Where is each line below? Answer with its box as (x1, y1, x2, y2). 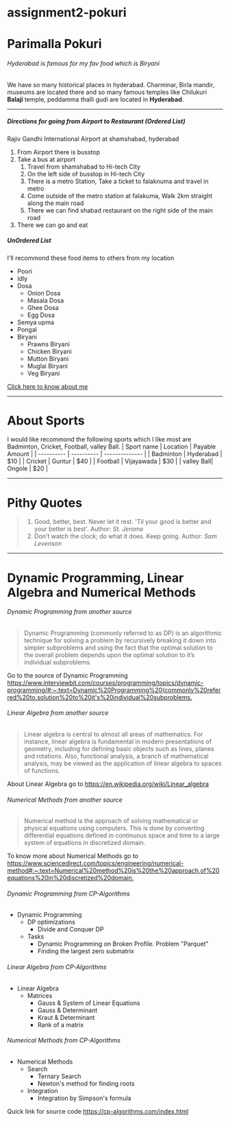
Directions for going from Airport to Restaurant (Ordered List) (7, 117, 186, 126)
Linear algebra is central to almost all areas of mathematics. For (23, 730, 203, 738)
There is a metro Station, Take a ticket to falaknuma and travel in (27, 177, 209, 185)
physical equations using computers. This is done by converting (23, 824, 205, 833)
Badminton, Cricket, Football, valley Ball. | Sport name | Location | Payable (7, 442, 216, 451)
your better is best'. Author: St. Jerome (34, 525, 144, 533)
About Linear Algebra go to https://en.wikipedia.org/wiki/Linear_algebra (7, 780, 209, 788)
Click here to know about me (7, 382, 88, 390)
